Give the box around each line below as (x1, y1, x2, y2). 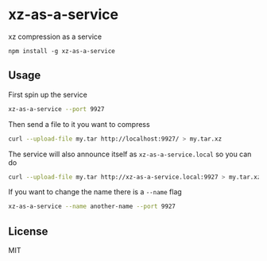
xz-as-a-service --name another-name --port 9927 (8, 202, 176, 211)
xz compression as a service (8, 32, 102, 41)
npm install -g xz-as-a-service (8, 47, 115, 55)
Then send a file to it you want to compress (8, 119, 150, 129)
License (8, 225, 48, 238)
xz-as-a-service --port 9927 (8, 105, 105, 113)
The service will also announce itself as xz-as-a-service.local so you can (8, 149, 252, 159)
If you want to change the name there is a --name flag (8, 187, 183, 197)
